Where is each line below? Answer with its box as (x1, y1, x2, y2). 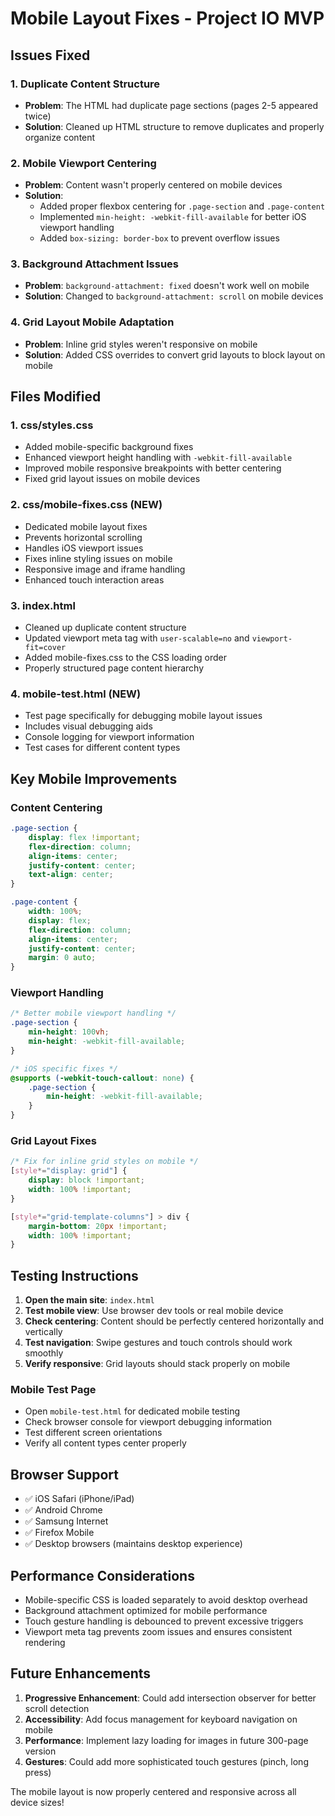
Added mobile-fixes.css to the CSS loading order (24, 652, 227, 664)
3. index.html (10, 598, 76, 612)
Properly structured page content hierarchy (24, 662, 204, 674)
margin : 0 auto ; (28, 953, 97, 963)
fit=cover (24, 643, 67, 653)
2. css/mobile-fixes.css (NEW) (10, 498, 163, 512)
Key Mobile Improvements (10, 770, 178, 787)
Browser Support (10, 1466, 120, 1483)
